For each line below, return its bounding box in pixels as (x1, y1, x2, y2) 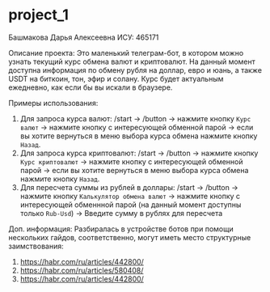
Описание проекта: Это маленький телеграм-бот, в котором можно (8, 48, 244, 57)
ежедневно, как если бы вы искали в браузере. (8, 83, 173, 92)
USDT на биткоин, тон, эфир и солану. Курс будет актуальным (8, 74, 224, 83)
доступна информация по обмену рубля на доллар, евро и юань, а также (8, 65, 263, 74)
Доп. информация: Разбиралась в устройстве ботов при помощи (8, 224, 234, 234)
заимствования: (8, 241, 64, 251)
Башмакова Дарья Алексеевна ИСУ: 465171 (8, 32, 159, 42)
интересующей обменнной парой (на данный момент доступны (19, 200, 242, 209)
